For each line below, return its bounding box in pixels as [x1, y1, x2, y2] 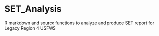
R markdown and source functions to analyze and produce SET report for [4, 20, 155, 26]
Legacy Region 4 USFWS [4, 25, 56, 31]
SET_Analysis [4, 3, 62, 15]
